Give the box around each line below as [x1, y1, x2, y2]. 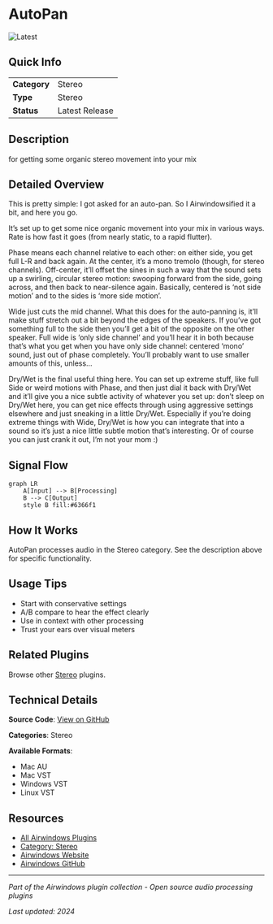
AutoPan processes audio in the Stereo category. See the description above [8, 545, 262, 554]
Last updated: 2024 [8, 907, 76, 917]
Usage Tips [8, 577, 67, 591]
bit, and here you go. [8, 208, 78, 218]
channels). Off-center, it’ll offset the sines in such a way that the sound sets [8, 265, 262, 275]
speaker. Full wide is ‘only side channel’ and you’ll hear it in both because [8, 332, 254, 342]
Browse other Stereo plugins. [8, 670, 106, 679]
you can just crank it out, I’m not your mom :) [8, 435, 158, 445]
